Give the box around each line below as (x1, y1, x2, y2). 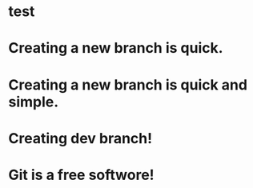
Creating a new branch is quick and (8, 75, 248, 94)
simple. (8, 93, 59, 110)
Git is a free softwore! (8, 166, 155, 184)
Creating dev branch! (8, 129, 153, 147)
